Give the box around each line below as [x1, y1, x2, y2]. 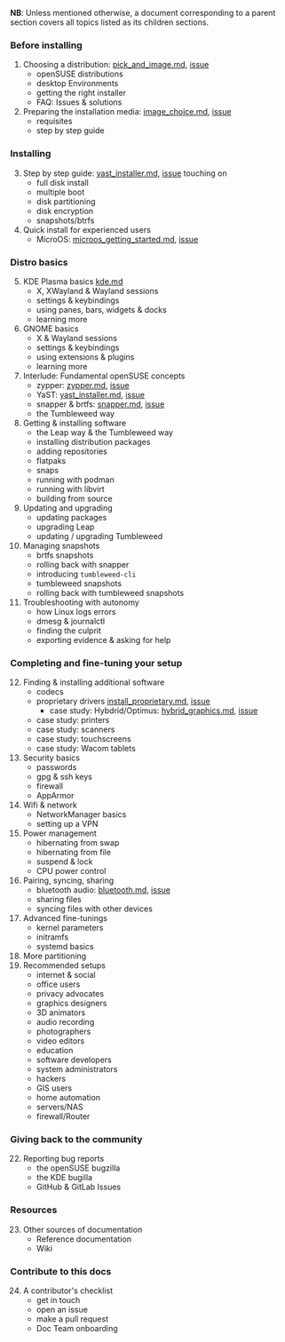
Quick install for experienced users [22, 224, 152, 234]
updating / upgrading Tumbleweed [36, 530, 163, 541]
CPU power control [36, 866, 107, 877]
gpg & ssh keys [36, 772, 92, 782]
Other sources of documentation [22, 1224, 143, 1235]
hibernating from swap [36, 838, 120, 848]
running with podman [36, 474, 115, 485]
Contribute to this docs [10, 1265, 112, 1277]
